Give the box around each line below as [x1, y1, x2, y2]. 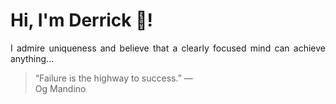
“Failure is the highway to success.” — [34, 72, 193, 84]
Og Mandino [34, 82, 87, 94]
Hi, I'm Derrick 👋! [10, 9, 153, 32]
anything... [10, 52, 55, 64]
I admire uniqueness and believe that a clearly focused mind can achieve [10, 42, 326, 54]
